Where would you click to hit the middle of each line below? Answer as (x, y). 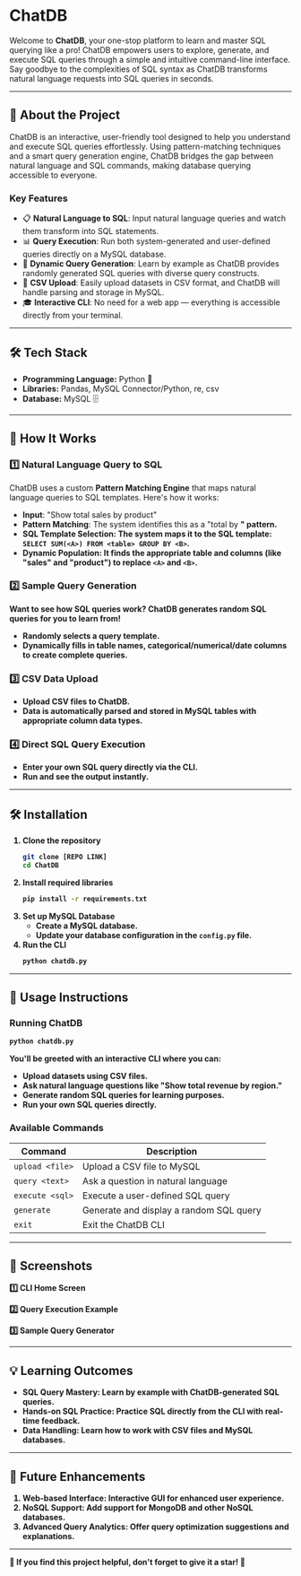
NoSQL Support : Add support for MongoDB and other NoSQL (138, 1508)
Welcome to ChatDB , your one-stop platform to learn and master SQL (138, 40)
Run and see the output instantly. (86, 777)
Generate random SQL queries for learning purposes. (123, 1095)
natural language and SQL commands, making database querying (130, 165)
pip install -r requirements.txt (85, 899)
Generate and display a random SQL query (172, 1210)
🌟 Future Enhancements (77, 1476)
